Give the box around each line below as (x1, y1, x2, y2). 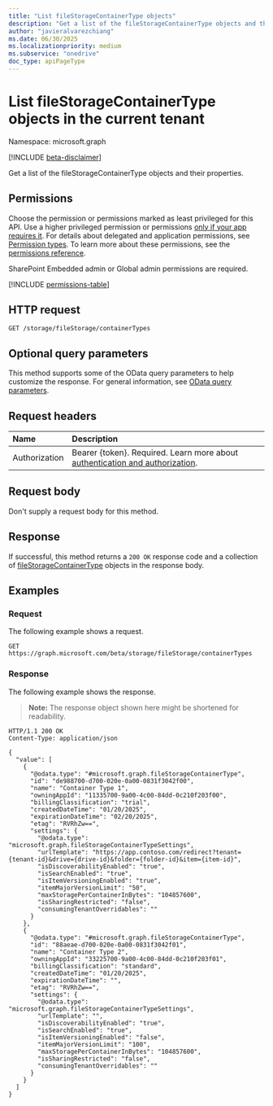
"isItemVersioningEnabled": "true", (37, 876, 162, 885)
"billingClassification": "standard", (29, 962, 162, 970)
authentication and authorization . (71, 457, 198, 469)
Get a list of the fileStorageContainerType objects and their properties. (8, 168, 244, 177)
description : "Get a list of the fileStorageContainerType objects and (8, 20, 256, 28)
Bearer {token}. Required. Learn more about (71, 447, 238, 458)
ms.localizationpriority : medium (8, 42, 122, 50)
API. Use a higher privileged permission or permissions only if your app (8, 221, 247, 232)
